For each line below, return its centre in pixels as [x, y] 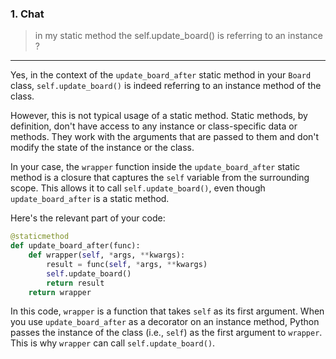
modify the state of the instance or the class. [102, 148]
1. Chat [27, 14]
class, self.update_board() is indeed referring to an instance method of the [166, 86]
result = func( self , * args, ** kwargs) [127, 264]
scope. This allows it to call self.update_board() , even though [138, 188]
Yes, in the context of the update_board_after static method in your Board [161, 75]
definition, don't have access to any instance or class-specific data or [154, 126]
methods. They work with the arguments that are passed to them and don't [165, 137]
